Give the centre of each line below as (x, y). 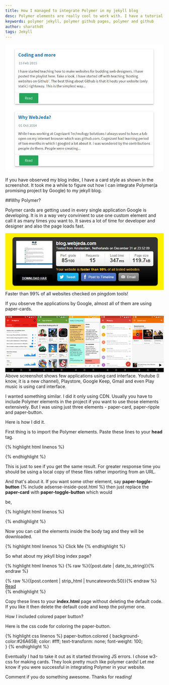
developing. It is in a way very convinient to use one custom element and (81, 215)
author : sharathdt (24, 27)
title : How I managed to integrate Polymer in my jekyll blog (72, 11)
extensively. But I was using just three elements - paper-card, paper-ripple (82, 407)
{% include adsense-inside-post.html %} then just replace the (85, 487)
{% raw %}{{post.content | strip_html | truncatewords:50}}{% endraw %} (81, 581)
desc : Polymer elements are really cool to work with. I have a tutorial (84, 16)
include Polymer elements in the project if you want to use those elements (82, 402)
